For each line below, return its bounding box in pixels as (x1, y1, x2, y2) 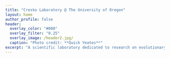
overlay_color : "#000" (10, 26, 58, 31)
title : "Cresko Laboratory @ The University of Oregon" (5, 7, 125, 13)
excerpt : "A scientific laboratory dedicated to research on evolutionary (5, 45, 166, 50)
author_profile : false (5, 17, 53, 22)
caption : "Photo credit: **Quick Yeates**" (10, 40, 103, 45)
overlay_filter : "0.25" (10, 31, 60, 36)
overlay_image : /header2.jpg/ (10, 36, 73, 41)
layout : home (5, 12, 33, 17)
